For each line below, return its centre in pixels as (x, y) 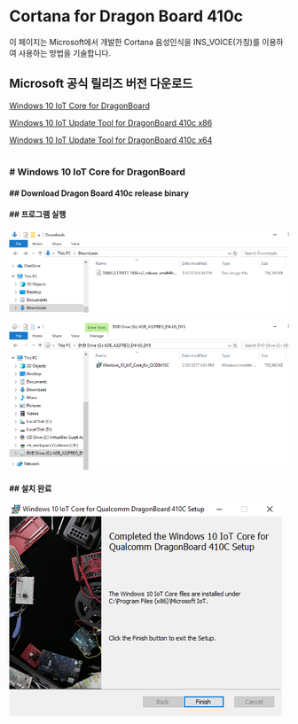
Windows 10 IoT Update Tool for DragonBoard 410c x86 (111, 122)
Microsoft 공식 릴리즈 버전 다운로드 (101, 84)
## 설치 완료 (31, 488)
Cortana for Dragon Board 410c (126, 16)
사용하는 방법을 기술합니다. (65, 53)
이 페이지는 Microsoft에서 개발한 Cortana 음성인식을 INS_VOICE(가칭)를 (134, 42)
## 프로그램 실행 (38, 214)
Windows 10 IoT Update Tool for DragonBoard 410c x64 (111, 140)
